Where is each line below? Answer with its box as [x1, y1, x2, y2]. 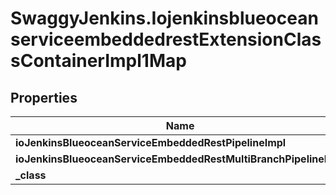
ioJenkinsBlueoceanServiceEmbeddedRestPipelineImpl [15, 136, 287, 149]
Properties [10, 89, 78, 106]
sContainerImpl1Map [10, 50, 187, 72]
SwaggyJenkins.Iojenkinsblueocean [10, 7, 319, 30]
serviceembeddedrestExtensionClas [10, 28, 322, 51]
